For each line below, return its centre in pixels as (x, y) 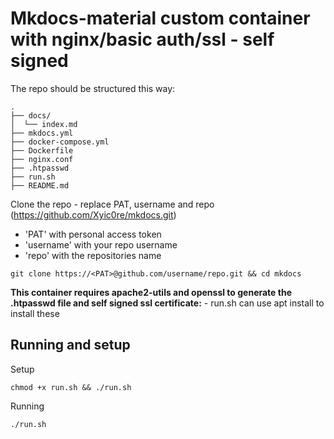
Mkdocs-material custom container (160, 18)
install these (35, 313)
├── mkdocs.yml (42, 133)
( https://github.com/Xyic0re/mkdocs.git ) (93, 214)
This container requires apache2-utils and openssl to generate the (151, 292)
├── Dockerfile (42, 150)
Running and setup (70, 345)
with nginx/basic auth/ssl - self (142, 39)
